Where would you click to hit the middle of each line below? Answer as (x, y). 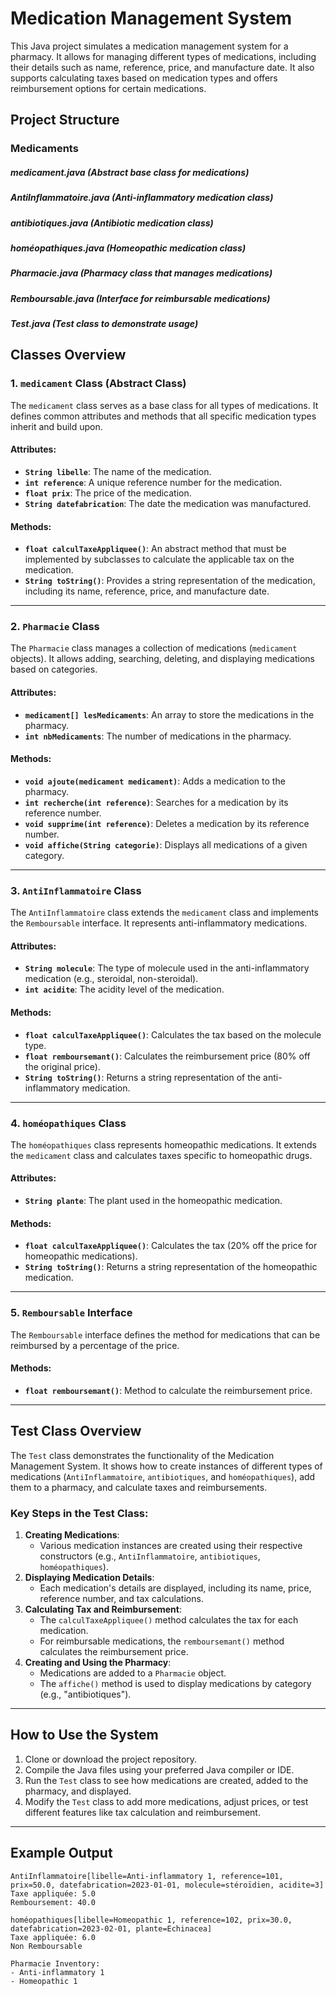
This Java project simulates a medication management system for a (149, 46)
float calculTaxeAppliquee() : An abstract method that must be (155, 549)
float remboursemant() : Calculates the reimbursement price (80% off (167, 1056)
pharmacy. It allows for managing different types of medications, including (163, 56)
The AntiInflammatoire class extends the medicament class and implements (164, 913)
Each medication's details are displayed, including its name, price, (175, 1588)
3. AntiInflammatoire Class (76, 890)
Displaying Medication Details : (89, 1577)
